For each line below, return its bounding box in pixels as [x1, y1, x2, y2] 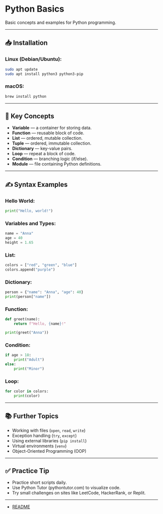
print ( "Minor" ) [14, 366, 45, 371]
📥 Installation [5, 39, 48, 47]
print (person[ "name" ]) [5, 294, 51, 299]
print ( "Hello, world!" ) [5, 208, 53, 214]
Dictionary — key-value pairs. [12, 146, 73, 151]
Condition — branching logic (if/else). [12, 156, 88, 162]
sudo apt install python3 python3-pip [5, 72, 83, 76]
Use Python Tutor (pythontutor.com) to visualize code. [12, 485, 121, 491]
